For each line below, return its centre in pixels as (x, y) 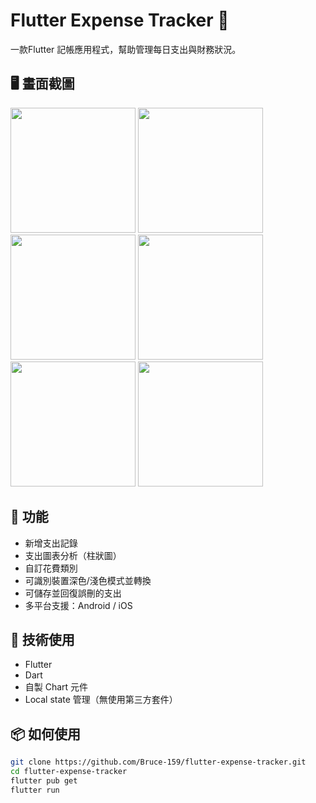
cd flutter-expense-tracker (69, 772)
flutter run (35, 790)
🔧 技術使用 (42, 639)
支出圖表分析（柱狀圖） (73, 555)
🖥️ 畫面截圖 (42, 84)
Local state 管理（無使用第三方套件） (101, 700)
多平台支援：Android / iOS (78, 605)
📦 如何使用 (46, 734)
